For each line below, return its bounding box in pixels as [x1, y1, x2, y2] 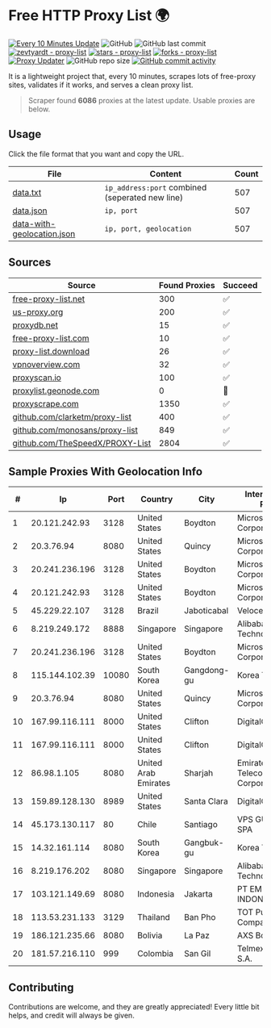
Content [149, 168, 182, 179]
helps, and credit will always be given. [8, 1010, 135, 1021]
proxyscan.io [12, 372, 62, 383]
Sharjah [184, 767, 214, 779]
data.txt [12, 186, 42, 198]
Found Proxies [158, 279, 215, 290]
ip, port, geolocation [104, 224, 192, 233]
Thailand [136, 912, 171, 923]
